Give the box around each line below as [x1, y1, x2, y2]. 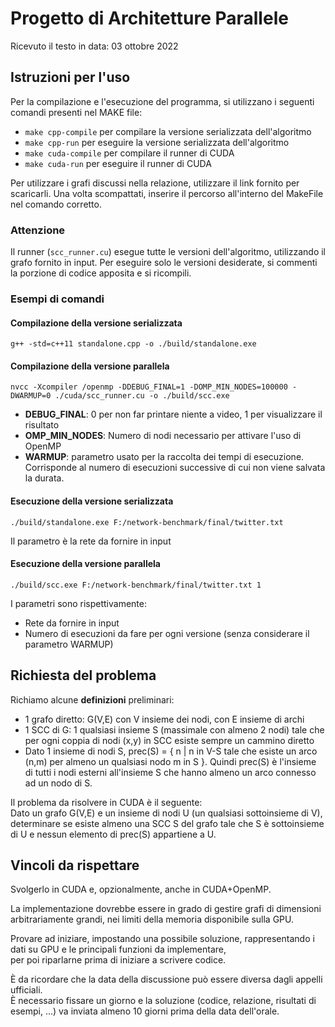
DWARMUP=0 [10, 391, 52, 401]
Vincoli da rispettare [10, 857, 140, 874]
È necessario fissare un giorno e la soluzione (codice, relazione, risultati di [10, 995, 317, 1007]
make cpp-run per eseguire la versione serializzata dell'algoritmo [24, 136, 290, 148]
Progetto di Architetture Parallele [10, 7, 289, 30]
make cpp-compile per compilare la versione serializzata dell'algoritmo [24, 125, 312, 137]
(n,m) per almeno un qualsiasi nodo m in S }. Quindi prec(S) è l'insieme [24, 755, 317, 767]
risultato [24, 419, 60, 431]
